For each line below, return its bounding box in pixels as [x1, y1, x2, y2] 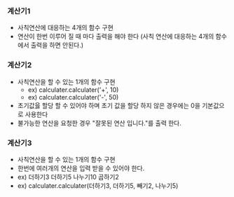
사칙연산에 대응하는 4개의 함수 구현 [17, 23, 113, 32]
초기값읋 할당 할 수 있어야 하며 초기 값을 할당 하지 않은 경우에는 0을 [17, 101, 201, 109]
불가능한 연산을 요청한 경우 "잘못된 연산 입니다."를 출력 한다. [17, 118, 182, 127]
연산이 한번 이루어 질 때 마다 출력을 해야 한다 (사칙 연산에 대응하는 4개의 [17, 32, 214, 41]
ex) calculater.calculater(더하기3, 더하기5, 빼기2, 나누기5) [17, 181, 179, 190]
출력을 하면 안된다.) [30, 41, 84, 50]
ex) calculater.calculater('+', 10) [27, 86, 119, 94]
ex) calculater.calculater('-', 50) [27, 93, 119, 101]
